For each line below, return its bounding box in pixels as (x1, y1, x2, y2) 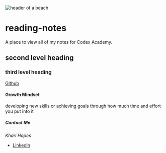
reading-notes (5, 23, 67, 34)
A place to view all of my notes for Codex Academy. (5, 39, 113, 45)
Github (5, 80, 19, 86)
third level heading (5, 68, 52, 75)
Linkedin (12, 142, 31, 148)
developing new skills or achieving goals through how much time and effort (5, 103, 161, 109)
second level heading (5, 53, 74, 62)
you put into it (5, 108, 34, 114)
